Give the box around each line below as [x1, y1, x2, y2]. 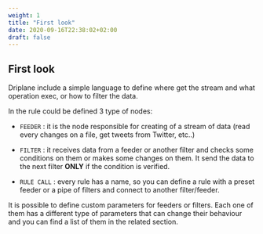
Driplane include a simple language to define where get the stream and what [8, 83, 255, 92]
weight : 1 [8, 11, 41, 20]
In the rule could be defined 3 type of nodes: [8, 106, 153, 116]
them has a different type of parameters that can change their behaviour [8, 209, 243, 218]
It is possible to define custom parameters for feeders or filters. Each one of [8, 200, 254, 210]
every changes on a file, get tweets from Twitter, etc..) [19, 130, 195, 139]
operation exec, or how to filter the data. [8, 92, 139, 101]
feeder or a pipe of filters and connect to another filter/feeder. [19, 185, 220, 195]
